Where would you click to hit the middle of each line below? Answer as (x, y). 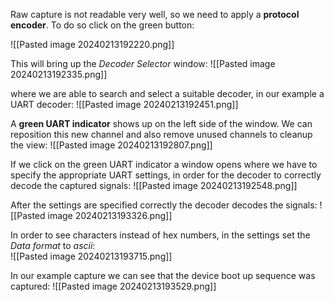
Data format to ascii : (53, 245)
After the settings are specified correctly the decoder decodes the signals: (164, 205)
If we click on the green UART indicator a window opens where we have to (164, 164)
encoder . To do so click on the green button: (102, 25)
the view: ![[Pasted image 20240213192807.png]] (111, 145)
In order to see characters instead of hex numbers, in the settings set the (160, 235)
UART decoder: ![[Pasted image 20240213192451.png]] (124, 104)
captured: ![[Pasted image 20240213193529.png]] (113, 286)
